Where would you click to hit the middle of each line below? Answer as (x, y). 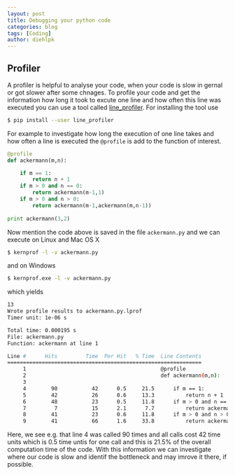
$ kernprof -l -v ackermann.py (53, 252)
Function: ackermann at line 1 (53, 343)
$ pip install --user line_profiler (60, 120)
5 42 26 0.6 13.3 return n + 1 (123, 395)
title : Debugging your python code (59, 20)
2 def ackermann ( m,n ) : (121, 376)
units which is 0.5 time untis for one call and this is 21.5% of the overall (109, 442)
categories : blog (33, 27)
